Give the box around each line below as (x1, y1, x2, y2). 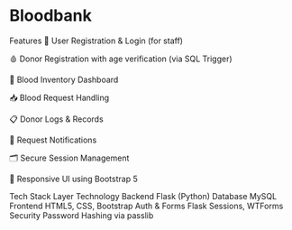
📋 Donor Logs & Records (9, 114, 104, 124)
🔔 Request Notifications (9, 134, 97, 145)
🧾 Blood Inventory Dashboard (9, 74, 119, 85)
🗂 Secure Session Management (9, 152, 130, 163)
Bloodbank (9, 5, 92, 26)
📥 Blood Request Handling (9, 92, 110, 103)
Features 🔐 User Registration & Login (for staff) (9, 35, 183, 46)
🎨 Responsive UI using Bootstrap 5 (9, 173, 138, 184)
